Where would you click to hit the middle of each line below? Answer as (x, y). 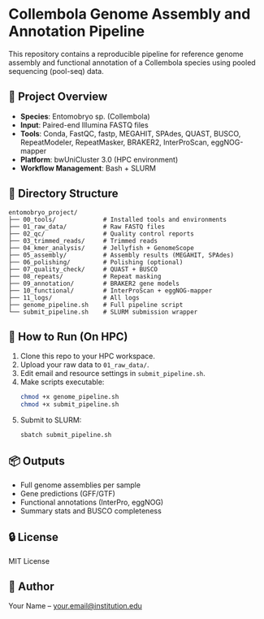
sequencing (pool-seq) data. (56, 71)
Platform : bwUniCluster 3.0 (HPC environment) (99, 159)
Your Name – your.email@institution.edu (75, 606)
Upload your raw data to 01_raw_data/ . (84, 365)
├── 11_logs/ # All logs (74, 297)
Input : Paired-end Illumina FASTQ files (84, 125)
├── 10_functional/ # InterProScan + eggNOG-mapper (110, 290)
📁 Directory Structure (64, 194)
